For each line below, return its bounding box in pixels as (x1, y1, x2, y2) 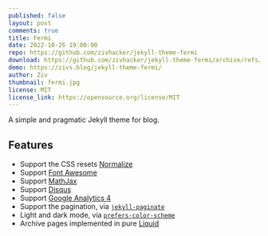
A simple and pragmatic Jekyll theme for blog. (8, 115, 160, 124)
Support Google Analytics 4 (19, 193, 112, 203)
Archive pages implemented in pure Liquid (19, 218, 160, 228)
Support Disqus (19, 185, 72, 195)
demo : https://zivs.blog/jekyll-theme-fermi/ (8, 64, 162, 72)
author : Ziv (8, 71, 48, 79)
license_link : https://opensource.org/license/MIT (8, 93, 180, 101)
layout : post (8, 19, 52, 27)
